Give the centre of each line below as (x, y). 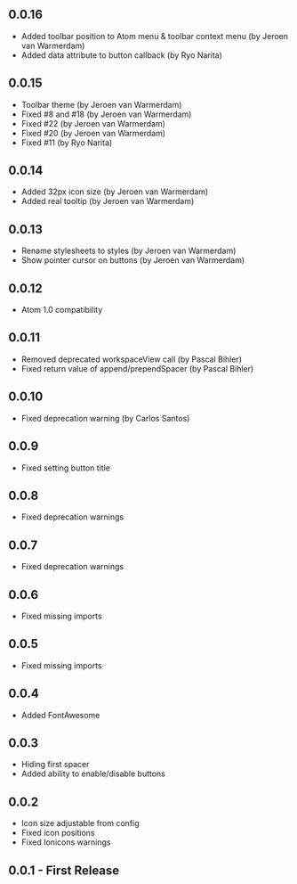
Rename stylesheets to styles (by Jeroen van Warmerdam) (128, 251)
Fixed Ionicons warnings (66, 842)
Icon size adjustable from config (80, 823)
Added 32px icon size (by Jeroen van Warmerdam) (115, 192)
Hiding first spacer (55, 765)
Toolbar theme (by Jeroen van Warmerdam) (101, 104)
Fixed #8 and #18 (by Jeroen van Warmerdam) (106, 114)
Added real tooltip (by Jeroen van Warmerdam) (108, 201)
